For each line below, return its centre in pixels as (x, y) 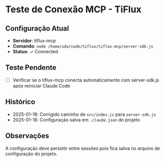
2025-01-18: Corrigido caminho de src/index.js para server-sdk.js (84, 114)
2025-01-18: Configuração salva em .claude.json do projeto (76, 119)
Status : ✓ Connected (35, 52)
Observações (27, 136)
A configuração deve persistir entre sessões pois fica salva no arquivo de (82, 148)
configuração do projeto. (31, 154)
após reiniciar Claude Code (41, 86)
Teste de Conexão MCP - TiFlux (74, 9)
